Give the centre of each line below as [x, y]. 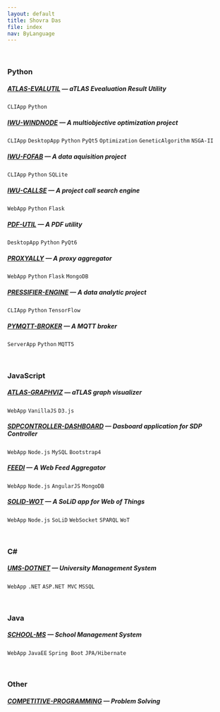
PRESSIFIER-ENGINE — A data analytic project [77, 292]
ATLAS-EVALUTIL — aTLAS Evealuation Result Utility [87, 88]
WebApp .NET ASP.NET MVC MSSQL [51, 587]
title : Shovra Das [34, 20]
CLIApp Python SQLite [38, 175]
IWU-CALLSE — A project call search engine [74, 190]
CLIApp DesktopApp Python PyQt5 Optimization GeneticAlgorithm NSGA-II [110, 141]
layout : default [31, 14]
